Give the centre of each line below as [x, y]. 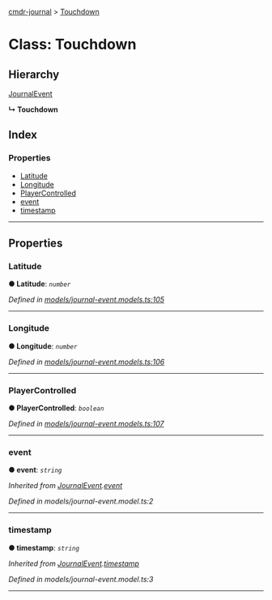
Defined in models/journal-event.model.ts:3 [81, 579]
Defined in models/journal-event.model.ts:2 [81, 501]
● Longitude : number [43, 346]
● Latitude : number [40, 284]
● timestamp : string [44, 547]
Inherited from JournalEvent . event [66, 486]
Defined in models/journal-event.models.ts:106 [87, 362]
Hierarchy [34, 74]
